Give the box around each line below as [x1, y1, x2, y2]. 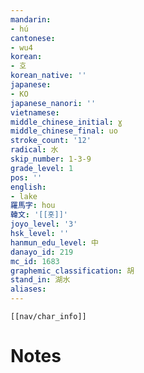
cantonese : [10, 33, 56, 43]
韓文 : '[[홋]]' [10, 210, 69, 220]
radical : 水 [10, 145, 59, 155]
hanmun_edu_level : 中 [10, 237, 99, 248]
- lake [10, 191, 38, 201]
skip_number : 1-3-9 [10, 154, 92, 164]
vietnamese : [10, 107, 60, 118]
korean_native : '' [10, 71, 87, 81]
